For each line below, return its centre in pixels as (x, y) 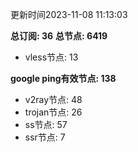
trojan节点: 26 (53, 112)
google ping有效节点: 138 (63, 78)
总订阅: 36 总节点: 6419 (59, 36)
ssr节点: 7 (45, 137)
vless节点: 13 (51, 57)
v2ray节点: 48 (53, 99)
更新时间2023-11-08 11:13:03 (69, 14)
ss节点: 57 (46, 124)
